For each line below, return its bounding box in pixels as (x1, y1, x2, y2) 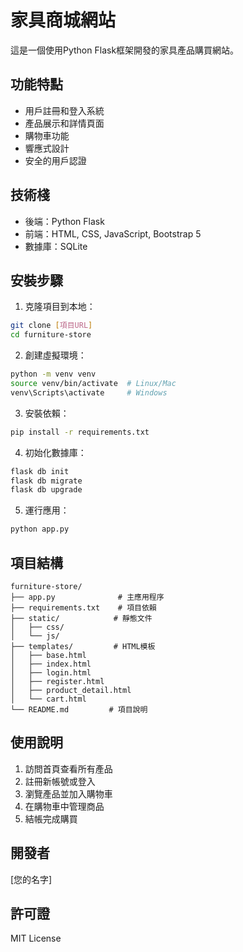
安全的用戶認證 (24, 154, 87, 166)
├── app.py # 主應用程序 (10, 592, 165, 602)
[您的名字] (10, 873, 53, 885)
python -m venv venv (10, 369, 97, 380)
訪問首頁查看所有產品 (24, 762, 113, 775)
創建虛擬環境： (24, 349, 87, 361)
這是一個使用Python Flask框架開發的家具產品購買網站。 (10, 44, 240, 56)
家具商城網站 (10, 9, 117, 32)
